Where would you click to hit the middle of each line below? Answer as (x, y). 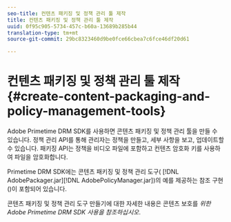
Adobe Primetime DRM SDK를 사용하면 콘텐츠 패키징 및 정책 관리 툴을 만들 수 (112, 131)
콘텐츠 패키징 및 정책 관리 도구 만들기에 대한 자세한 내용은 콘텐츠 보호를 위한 (109, 203)
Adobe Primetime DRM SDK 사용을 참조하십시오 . (74, 212)
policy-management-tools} (87, 111)
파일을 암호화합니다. (41, 157)
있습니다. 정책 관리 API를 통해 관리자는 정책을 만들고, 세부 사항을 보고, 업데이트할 (115, 140)
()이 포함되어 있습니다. (37, 189)
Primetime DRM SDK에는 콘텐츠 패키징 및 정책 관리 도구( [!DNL (93, 172)
